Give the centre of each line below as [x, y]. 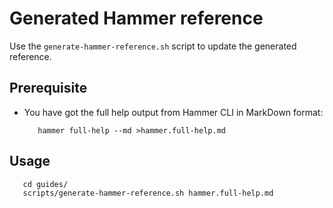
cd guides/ [45, 184]
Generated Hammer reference [136, 18]
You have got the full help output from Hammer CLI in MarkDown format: [173, 112]
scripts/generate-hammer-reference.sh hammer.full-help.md [148, 193]
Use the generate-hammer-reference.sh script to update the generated [153, 46]
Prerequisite [48, 88]
